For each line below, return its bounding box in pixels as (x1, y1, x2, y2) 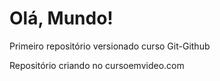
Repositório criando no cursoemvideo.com (9, 59, 185, 71)
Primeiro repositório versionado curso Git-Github (9, 40, 211, 52)
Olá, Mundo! (9, 7, 114, 30)
